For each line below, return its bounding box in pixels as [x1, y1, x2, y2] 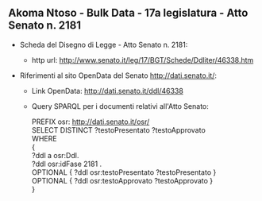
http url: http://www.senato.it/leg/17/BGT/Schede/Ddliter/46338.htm [31, 55, 254, 64]
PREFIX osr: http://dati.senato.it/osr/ [31, 117, 150, 126]
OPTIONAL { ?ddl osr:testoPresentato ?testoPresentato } [31, 167, 217, 177]
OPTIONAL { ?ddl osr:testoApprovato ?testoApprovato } [31, 176, 214, 185]
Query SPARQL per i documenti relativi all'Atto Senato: [31, 101, 209, 110]
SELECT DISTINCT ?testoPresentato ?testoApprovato [31, 125, 206, 134]
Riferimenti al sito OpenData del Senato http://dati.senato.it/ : [19, 71, 217, 80]
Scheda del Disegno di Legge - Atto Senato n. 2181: [19, 40, 188, 49]
